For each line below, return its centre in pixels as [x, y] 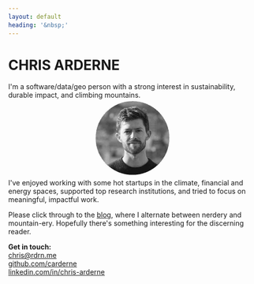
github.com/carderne [43, 263]
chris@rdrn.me [32, 256]
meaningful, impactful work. [54, 200]
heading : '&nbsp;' [38, 25]
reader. [20, 232]
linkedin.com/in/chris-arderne [56, 272]
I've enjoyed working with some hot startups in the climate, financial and [126, 183]
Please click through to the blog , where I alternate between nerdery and [125, 215]
